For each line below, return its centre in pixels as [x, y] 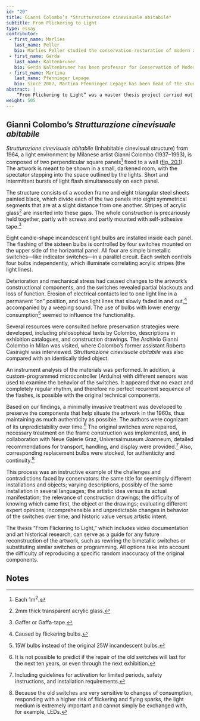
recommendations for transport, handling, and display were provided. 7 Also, [99, 446]
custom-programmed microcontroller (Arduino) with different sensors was [97, 376]
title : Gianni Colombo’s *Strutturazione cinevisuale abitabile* [89, 17]
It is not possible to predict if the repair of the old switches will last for [100, 657]
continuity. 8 [20, 460]
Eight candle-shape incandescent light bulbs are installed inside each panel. [100, 238]
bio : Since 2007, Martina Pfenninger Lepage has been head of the [98, 84]
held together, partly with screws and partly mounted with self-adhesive [95, 219]
